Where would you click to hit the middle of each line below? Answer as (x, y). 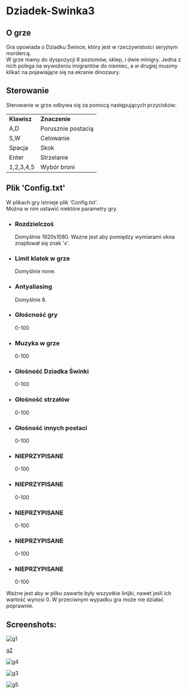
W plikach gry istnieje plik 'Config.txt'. (52, 202)
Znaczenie (55, 118)
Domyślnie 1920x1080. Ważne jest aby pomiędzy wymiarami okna (95, 237)
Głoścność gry (36, 315)
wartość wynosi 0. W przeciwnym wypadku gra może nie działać (85, 600)
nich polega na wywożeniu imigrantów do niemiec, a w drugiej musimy (92, 66)
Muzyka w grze (37, 343)
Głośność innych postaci (51, 428)
